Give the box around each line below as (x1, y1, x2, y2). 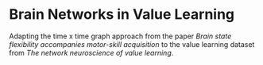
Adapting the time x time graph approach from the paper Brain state (9, 31, 232, 41)
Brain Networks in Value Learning (9, 5, 235, 23)
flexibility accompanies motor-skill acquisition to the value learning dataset (9, 39, 255, 49)
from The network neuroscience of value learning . (9, 48, 174, 57)
